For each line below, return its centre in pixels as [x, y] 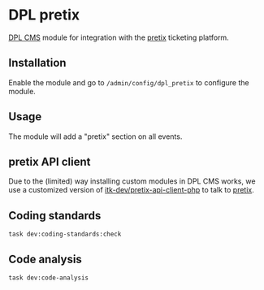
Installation [37, 63]
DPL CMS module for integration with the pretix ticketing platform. [119, 37]
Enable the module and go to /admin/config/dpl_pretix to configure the [129, 82]
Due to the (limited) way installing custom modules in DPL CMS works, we [132, 181]
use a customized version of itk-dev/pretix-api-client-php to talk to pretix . [131, 190]
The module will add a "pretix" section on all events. [95, 136]
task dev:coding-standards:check [65, 234]
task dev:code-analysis [49, 278]
